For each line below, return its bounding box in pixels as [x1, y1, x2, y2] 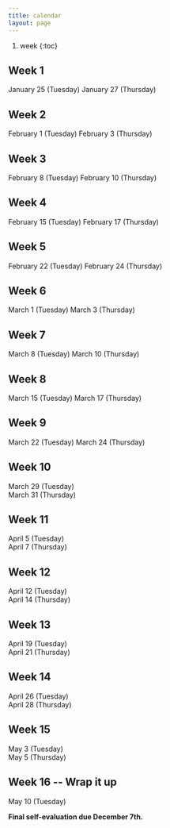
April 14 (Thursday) [8, 595, 71, 604]
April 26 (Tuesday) [8, 691, 69, 701]
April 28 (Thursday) [8, 699, 73, 709]
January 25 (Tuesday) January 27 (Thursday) [8, 85, 157, 94]
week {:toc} [19, 40, 58, 50]
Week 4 [8, 196, 47, 210]
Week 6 [8, 283, 47, 298]
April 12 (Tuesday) [8, 587, 67, 596]
